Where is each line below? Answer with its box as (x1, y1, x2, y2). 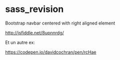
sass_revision (5, 3, 64, 15)
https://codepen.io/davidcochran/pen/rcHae (5, 49, 96, 55)
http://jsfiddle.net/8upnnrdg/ (5, 29, 64, 35)
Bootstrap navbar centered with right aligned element (5, 20, 115, 26)
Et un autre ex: (5, 39, 35, 45)
